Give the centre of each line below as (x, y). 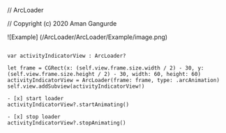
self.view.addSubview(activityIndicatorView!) (76, 86)
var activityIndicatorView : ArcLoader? (67, 56)
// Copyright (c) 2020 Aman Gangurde (62, 23)
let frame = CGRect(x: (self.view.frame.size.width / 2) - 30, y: (106, 68)
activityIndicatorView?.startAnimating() (68, 104)
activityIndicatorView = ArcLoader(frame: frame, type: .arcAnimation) (113, 80)
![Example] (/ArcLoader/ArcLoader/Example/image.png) (88, 37)
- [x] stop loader (34, 117)
